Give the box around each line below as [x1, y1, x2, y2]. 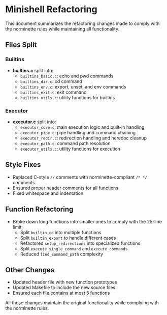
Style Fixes [5, 160, 41, 169]
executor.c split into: [12, 119, 57, 125]
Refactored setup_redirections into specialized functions [20, 240, 141, 246]
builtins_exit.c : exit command [20, 89, 87, 95]
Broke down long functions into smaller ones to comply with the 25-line [12, 218, 162, 224]
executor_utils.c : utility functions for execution [20, 146, 121, 152]
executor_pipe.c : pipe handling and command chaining [20, 129, 136, 135]
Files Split [5, 41, 37, 49]
